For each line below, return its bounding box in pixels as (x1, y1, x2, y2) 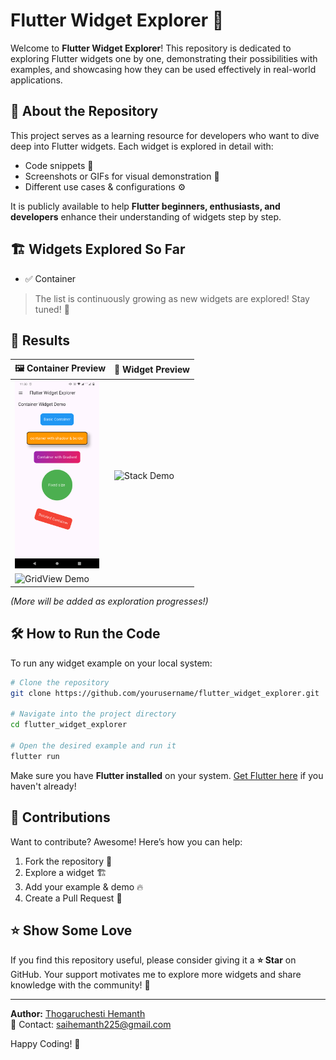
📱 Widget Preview (114, 364, 190, 376)
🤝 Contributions (10, 809, 111, 826)
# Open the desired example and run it (10, 740, 177, 751)
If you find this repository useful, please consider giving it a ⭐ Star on (10, 954, 297, 966)
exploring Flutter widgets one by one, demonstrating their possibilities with (10, 52, 318, 64)
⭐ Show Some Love (10, 922, 133, 939)
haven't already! (10, 780, 77, 792)
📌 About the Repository (10, 103, 159, 120)
